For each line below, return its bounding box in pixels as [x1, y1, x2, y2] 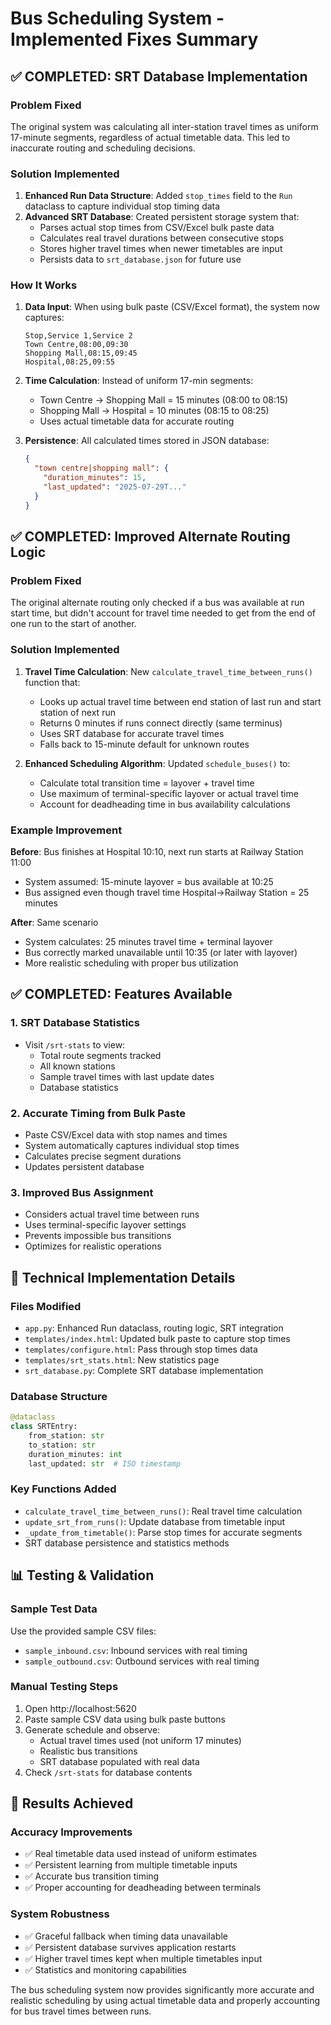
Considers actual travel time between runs [24, 1208, 200, 1221]
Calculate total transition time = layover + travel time [39, 777, 255, 789]
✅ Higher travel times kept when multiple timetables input [24, 1952, 263, 1964]
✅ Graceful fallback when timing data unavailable [24, 1930, 228, 1942]
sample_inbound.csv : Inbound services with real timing [24, 1644, 248, 1656]
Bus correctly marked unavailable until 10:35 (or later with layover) [24, 947, 298, 958]
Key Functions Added [10, 1482, 117, 1496]
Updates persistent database [24, 1160, 145, 1172]
